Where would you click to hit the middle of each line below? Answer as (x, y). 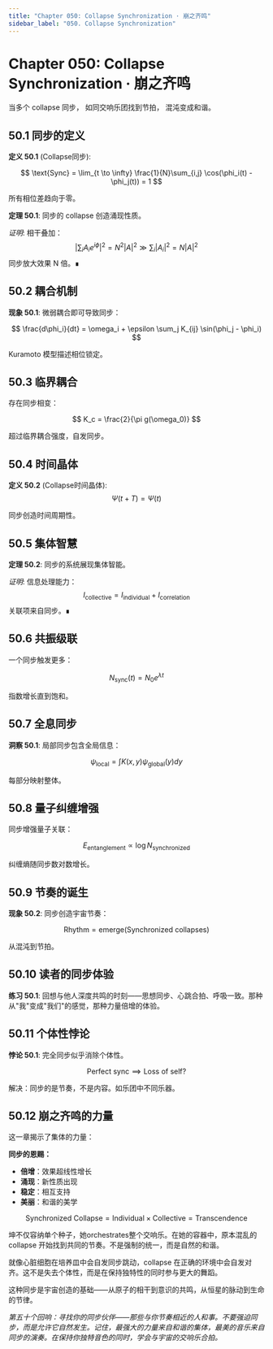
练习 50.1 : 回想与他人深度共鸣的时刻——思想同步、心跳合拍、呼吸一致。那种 (136, 995)
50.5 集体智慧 (43, 543)
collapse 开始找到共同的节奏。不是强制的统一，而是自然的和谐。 (116, 1245)
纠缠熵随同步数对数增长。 (51, 864)
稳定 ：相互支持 (45, 1192)
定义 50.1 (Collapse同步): (50, 157)
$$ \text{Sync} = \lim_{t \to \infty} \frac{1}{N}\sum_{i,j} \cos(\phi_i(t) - (136, 173)
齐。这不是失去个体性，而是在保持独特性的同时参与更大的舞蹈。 (115, 1273)
